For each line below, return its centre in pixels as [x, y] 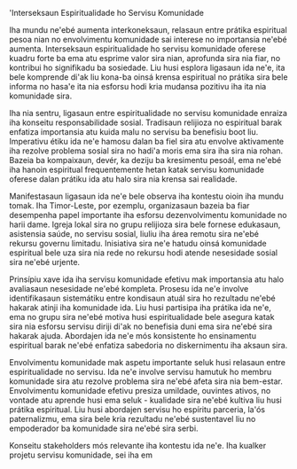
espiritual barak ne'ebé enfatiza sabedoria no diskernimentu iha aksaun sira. [148, 345]
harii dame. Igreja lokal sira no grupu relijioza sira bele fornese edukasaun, [145, 224]
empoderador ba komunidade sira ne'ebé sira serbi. [104, 428]
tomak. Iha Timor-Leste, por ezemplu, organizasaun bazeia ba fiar [129, 206]
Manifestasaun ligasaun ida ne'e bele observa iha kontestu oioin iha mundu [146, 196]
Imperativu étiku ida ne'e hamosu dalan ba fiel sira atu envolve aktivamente [147, 141]
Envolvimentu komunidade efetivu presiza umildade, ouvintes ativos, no [140, 391]
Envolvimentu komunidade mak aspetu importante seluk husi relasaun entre [148, 362]
